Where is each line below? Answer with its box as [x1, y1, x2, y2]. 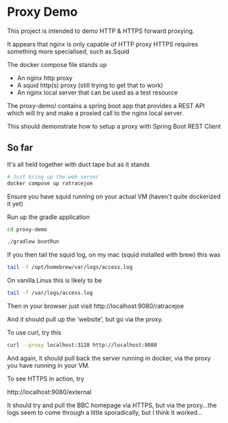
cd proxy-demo [7, 226, 48, 233]
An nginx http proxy [16, 73, 73, 82]
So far [7, 142, 33, 154]
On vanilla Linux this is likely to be [7, 277, 102, 285]
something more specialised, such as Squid [7, 47, 130, 55]
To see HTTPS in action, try [7, 374, 85, 383]
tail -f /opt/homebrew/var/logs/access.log [7, 264, 133, 271]
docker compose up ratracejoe [7, 179, 94, 187]
